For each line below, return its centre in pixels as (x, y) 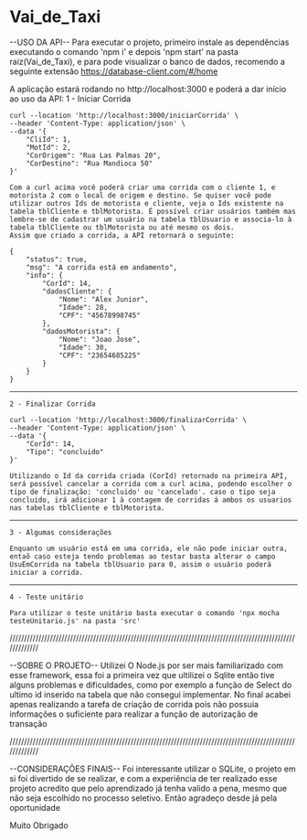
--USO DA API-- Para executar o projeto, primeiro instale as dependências (149, 42)
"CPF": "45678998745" (100, 315)
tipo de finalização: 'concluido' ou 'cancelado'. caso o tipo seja (143, 492)
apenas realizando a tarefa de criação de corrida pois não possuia (134, 704)
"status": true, (57, 259)
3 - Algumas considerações (61, 532)
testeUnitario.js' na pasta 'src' (75, 621)
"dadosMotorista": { (81, 331)
